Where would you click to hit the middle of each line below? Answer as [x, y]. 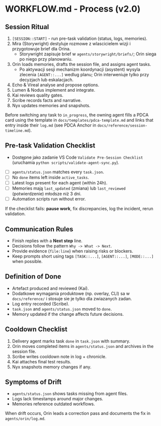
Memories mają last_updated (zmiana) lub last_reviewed [69, 188]
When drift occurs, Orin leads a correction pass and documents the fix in [78, 413]
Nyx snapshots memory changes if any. [52, 367]
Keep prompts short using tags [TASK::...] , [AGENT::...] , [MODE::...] [83, 256]
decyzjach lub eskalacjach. [46, 80]
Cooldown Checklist [36, 329]
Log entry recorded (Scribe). [40, 304]
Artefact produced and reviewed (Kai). [50, 288]
